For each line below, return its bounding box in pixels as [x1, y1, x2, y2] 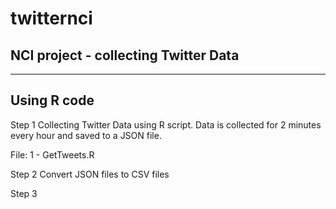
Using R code [10, 92, 95, 109]
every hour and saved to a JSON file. [10, 129, 162, 141]
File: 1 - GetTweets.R [10, 148, 95, 161]
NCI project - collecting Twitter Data [10, 47, 240, 64]
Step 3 [10, 187, 38, 199]
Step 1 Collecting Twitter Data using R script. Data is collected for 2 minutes [10, 118, 322, 131]
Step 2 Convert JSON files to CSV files [10, 168, 170, 180]
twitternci [10, 7, 93, 30]
